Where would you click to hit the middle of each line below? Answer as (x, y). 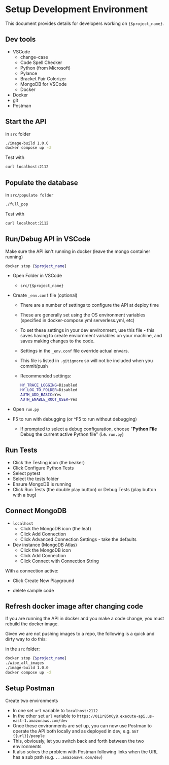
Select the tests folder (36, 479)
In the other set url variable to (44, 716)
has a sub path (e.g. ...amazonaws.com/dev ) (58, 757)
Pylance (29, 73)
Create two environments (32, 700)
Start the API (26, 122)
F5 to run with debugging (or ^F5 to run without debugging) (75, 419)
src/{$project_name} (42, 286)
